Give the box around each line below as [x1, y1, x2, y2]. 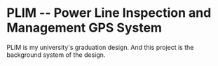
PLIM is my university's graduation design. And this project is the [6, 43, 194, 51]
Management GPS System [6, 20, 163, 36]
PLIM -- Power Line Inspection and [6, 5, 212, 21]
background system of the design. [6, 51, 106, 59]
